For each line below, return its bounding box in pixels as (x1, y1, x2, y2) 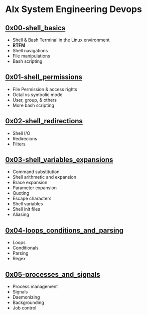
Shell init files (12, 206, 41, 212)
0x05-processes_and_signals (5, 270, 100, 279)
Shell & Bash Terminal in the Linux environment (12, 37, 110, 43)
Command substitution (12, 169, 60, 175)
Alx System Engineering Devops (5, 4, 142, 15)
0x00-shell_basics (5, 24, 66, 32)
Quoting (12, 190, 30, 196)
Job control (12, 305, 37, 311)
